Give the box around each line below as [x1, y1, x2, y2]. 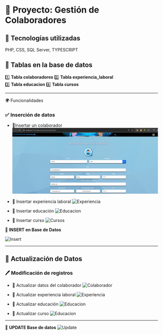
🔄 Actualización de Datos [5, 255, 82, 263]
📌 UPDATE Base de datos [5, 325, 57, 331]
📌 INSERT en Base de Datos [5, 227, 62, 233]
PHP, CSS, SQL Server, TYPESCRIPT [5, 47, 79, 52]
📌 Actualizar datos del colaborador [12, 283, 81, 288]
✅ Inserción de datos [5, 111, 55, 118]
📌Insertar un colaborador [12, 122, 63, 128]
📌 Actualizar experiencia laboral [12, 292, 76, 298]
